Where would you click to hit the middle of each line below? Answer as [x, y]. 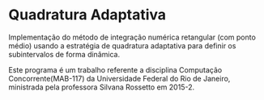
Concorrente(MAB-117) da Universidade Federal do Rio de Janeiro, [119, 78]
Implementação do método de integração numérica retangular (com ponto [132, 37]
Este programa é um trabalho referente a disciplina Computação [115, 69]
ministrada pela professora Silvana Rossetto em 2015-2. [102, 87]
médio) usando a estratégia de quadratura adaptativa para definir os [122, 45]
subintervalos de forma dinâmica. [64, 54]
